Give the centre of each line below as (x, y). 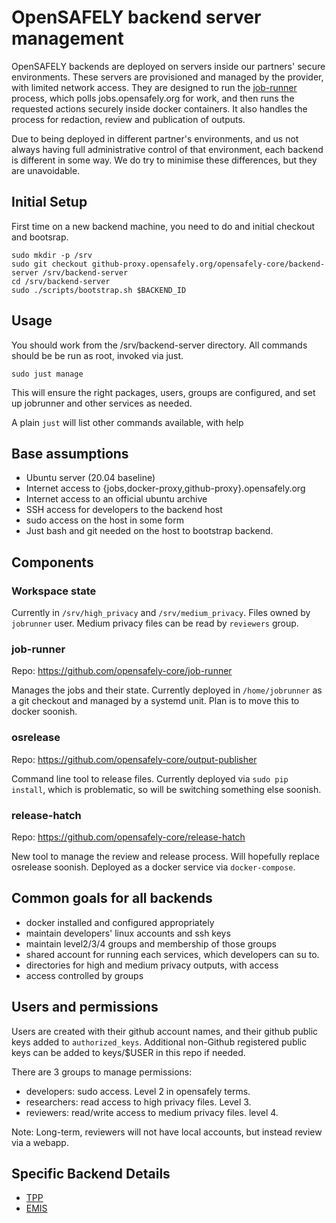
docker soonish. (44, 712)
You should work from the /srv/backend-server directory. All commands (159, 345)
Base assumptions (70, 453)
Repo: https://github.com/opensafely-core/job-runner (122, 671)
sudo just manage (47, 374)
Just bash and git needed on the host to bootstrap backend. (149, 531)
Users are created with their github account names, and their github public (165, 1031)
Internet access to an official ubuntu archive (116, 499)
